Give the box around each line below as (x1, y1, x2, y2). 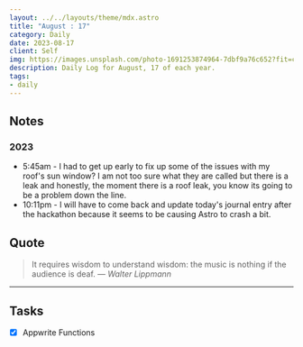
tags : (9, 72, 30, 81)
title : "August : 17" (9, 22, 91, 31)
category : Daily (9, 30, 70, 39)
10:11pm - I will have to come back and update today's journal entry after (22, 199, 292, 210)
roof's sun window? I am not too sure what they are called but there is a (22, 170, 289, 181)
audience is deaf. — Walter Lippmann (31, 269, 172, 279)
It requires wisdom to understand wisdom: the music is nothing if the (31, 259, 287, 270)
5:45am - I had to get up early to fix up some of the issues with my (22, 161, 271, 172)
